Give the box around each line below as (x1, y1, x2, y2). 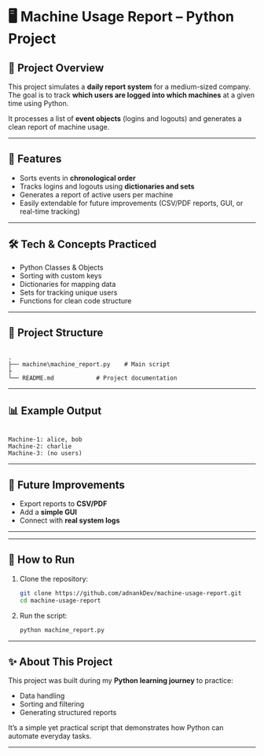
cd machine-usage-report (19, 596, 101, 604)
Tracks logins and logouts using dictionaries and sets (19, 182, 195, 191)
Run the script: (19, 611, 68, 620)
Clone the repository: (19, 574, 89, 583)
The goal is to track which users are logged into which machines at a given (8, 90, 255, 100)
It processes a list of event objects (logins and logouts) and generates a (8, 114, 242, 123)
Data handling (19, 691, 65, 701)
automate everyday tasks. (8, 732, 92, 741)
